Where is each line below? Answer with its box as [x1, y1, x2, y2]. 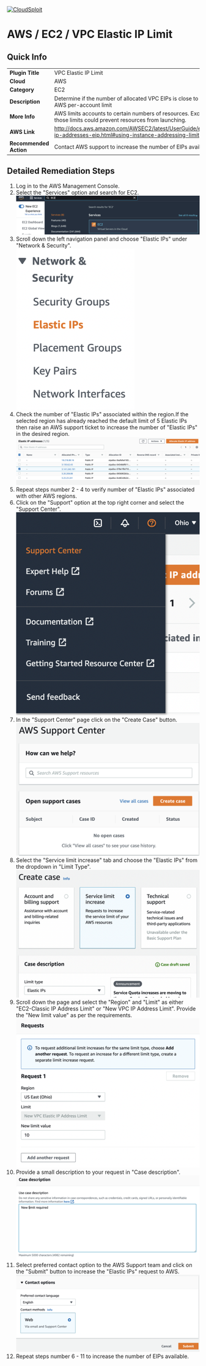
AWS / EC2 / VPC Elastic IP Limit [7, 28, 173, 41]
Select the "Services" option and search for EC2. [15, 188, 139, 196]
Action [9, 146, 27, 153]
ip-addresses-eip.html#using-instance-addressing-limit [54, 131, 200, 138]
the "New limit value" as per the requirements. [15, 1011, 133, 1019]
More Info [9, 113, 35, 120]
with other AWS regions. [15, 492, 77, 500]
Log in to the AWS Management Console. [15, 182, 120, 190]
